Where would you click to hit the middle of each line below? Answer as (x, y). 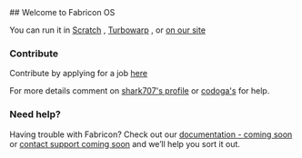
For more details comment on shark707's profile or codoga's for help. (140, 91)
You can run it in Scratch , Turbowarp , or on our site (108, 30)
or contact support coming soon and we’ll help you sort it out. (125, 143)
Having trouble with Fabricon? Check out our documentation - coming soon (151, 134)
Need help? (35, 114)
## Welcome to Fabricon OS (62, 12)
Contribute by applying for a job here (79, 74)
